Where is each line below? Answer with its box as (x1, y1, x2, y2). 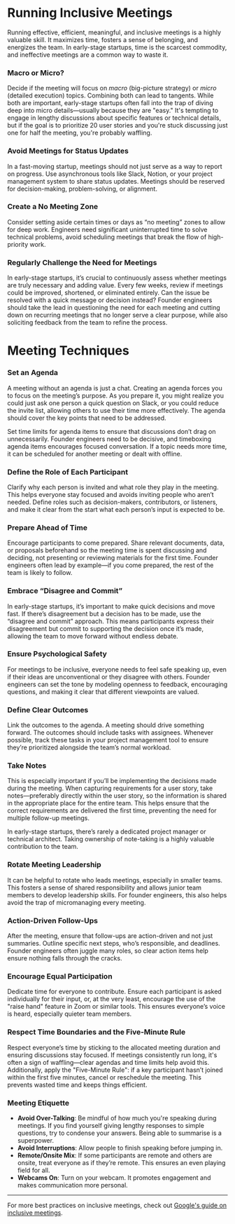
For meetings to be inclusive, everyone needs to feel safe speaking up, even (7, 665, 227, 674)
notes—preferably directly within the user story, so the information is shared (7, 791, 227, 800)
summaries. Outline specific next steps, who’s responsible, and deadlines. (7, 939, 220, 947)
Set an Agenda (7, 368, 58, 378)
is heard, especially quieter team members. (7, 1009, 132, 1018)
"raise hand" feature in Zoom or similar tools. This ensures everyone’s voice (7, 1002, 226, 1011)
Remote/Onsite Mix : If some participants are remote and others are (17, 1151, 213, 1160)
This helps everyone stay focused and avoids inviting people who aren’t (7, 490, 215, 498)
